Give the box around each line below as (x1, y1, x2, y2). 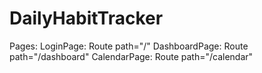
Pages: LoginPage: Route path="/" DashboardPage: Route (9, 40, 249, 52)
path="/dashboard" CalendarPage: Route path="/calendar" (9, 50, 254, 62)
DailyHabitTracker (9, 7, 164, 30)
